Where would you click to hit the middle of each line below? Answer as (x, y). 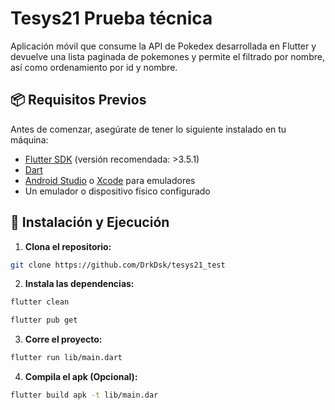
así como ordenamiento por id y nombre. (94, 67)
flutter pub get (44, 320)
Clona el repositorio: (68, 246)
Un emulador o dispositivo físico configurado (117, 191)
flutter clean (40, 302)
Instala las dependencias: (79, 284)
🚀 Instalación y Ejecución (90, 222)
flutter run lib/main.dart (66, 358)
